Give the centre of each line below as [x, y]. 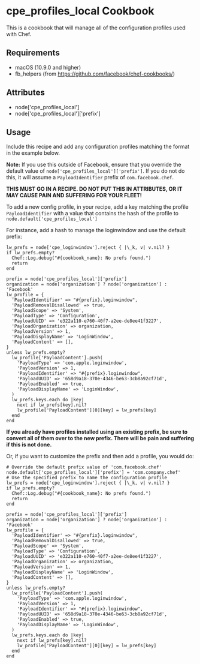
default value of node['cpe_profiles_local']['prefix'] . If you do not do [96, 171]
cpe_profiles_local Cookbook [80, 11]
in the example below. [33, 153]
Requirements [33, 53]
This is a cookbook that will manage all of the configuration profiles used [96, 28]
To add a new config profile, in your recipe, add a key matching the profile [97, 207]
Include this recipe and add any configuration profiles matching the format [98, 147]
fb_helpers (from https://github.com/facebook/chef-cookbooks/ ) [95, 74]
